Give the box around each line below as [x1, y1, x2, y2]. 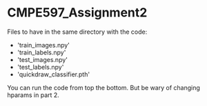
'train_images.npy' [17, 41, 70, 49]
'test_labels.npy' [17, 63, 64, 71]
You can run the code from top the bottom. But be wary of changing [7, 83, 200, 92]
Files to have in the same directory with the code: [7, 28, 148, 36]
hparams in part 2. [7, 91, 60, 99]
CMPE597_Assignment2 [7, 5, 148, 21]
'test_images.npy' [17, 55, 68, 63]
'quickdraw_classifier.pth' [17, 70, 90, 78]
